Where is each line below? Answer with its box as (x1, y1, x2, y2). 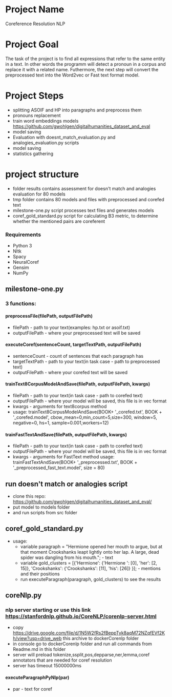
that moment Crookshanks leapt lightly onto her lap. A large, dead (20, 549, 160, 555)
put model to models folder (12, 504, 70, 510)
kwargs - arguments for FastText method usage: (12, 454, 115, 460)
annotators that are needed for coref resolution (12, 657, 112, 663)
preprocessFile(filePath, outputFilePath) (5, 313, 93, 319)
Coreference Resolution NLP (5, 21, 66, 27)
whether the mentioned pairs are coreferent (12, 218, 105, 224)
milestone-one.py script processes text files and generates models (12, 207, 155, 214)
